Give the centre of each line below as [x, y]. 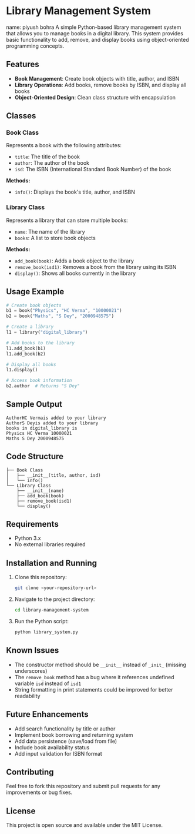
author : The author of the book [52, 163]
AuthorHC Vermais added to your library [56, 418]
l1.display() [22, 370]
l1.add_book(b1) [26, 348]
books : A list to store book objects [55, 238]
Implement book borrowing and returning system [74, 735]
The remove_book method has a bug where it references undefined [94, 677]
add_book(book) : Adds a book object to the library [74, 261]
